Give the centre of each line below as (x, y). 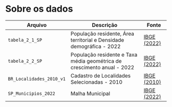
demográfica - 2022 (96, 46)
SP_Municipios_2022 (31, 93)
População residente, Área (103, 34)
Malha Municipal (91, 93)
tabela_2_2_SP (25, 61)
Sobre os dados (39, 9)
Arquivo (37, 25)
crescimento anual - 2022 (103, 67)
